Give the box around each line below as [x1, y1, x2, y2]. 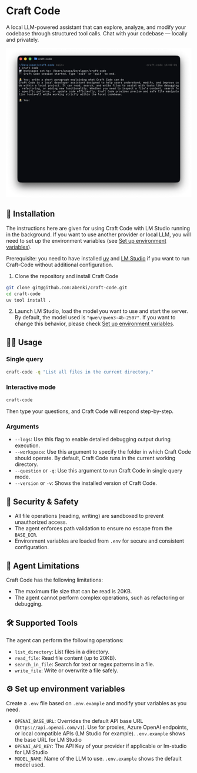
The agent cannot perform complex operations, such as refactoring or [14, 594, 185, 602]
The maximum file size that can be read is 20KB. [14, 588, 132, 595]
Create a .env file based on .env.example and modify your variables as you [6, 699, 187, 706]
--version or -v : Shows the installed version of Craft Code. [14, 480, 158, 487]
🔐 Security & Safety [6, 497, 79, 507]
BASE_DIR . [14, 531, 38, 539]
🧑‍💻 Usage [6, 337, 42, 347]
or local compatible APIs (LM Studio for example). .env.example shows [14, 729, 185, 737]
